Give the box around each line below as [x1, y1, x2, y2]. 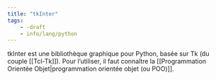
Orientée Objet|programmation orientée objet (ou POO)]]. [7, 64, 175, 73]
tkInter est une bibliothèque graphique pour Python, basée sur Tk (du [7, 50, 210, 58]
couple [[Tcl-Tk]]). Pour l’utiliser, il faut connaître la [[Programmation [7, 57, 207, 66]
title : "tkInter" [7, 10, 59, 18]
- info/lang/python [20, 30, 78, 38]
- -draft [20, 23, 46, 30]
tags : [7, 17, 23, 24]
